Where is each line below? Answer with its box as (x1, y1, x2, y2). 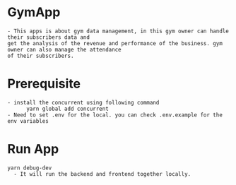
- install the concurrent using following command (7, 99, 160, 106)
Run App (7, 141, 59, 157)
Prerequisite (7, 76, 81, 92)
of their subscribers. (7, 52, 74, 59)
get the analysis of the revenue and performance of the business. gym (7, 40, 223, 47)
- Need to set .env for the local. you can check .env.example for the (7, 111, 223, 119)
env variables (7, 117, 49, 124)
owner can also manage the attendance (7, 46, 122, 53)
